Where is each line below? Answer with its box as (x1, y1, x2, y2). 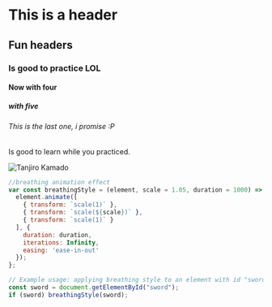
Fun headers (8, 38, 73, 52)
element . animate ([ (15, 193, 79, 201)
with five (8, 101, 39, 110)
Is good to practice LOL (8, 63, 101, 74)
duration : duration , (23, 231, 92, 239)
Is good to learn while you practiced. (8, 146, 131, 156)
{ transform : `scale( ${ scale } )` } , (23, 209, 143, 217)
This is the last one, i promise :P (8, 122, 115, 132)
